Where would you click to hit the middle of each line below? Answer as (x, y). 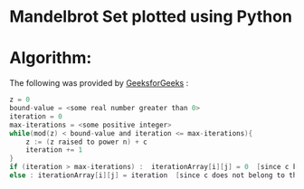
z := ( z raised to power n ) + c (86, 142)
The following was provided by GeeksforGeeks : (99, 83)
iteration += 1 (54, 150)
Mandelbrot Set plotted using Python (151, 17)
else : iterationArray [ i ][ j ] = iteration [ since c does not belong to (147, 175)
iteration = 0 (36, 116)
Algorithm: (51, 58)
